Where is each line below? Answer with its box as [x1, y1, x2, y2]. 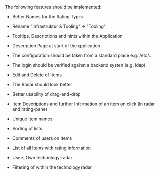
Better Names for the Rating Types [12, 14, 83, 19]
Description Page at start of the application [12, 43, 101, 49]
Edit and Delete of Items [12, 72, 62, 78]
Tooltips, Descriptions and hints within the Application [12, 33, 123, 39]
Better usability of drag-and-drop [12, 91, 81, 97]
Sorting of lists [12, 126, 42, 131]
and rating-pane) [12, 106, 47, 112]
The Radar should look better [12, 82, 72, 87]
